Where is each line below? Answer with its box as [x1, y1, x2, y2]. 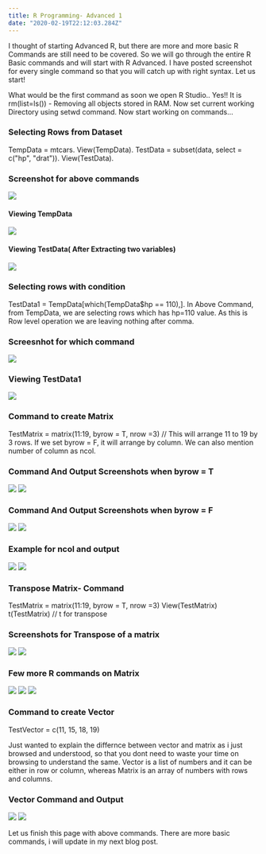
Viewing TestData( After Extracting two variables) [8, 244, 176, 254]
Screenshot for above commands [8, 173, 140, 184]
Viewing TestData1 [8, 374, 82, 385]
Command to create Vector [8, 707, 115, 718]
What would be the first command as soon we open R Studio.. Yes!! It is [8, 90, 242, 99]
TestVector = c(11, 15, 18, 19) [8, 724, 100, 734]
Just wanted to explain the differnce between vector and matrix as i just [8, 740, 243, 750]
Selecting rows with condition [8, 281, 125, 293]
